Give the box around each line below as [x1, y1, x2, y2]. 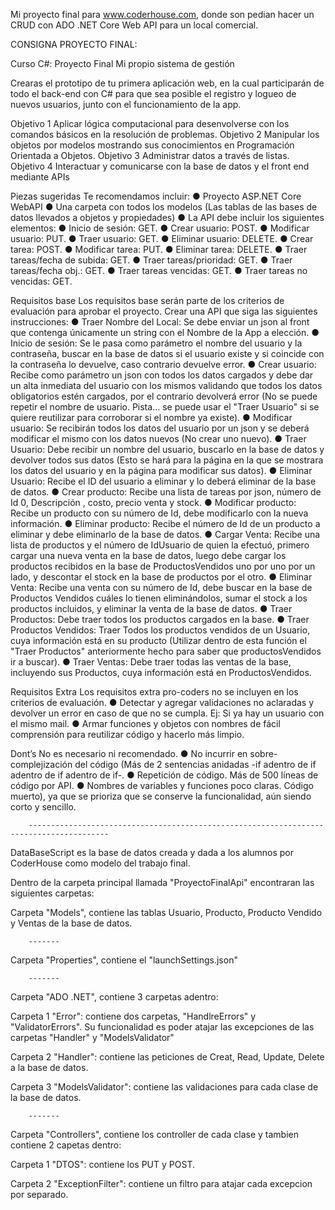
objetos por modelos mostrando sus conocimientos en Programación [10, 139, 295, 151]
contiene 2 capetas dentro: [10, 1139, 122, 1151]
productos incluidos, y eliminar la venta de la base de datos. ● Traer [10, 603, 293, 614]
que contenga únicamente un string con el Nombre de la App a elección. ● [10, 327, 320, 338]
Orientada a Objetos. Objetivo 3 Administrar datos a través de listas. [10, 150, 290, 161]
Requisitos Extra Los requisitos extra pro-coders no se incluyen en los [10, 686, 299, 698]
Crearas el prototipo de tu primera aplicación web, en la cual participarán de [10, 77, 325, 89]
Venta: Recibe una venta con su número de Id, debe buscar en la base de [10, 582, 313, 593]
